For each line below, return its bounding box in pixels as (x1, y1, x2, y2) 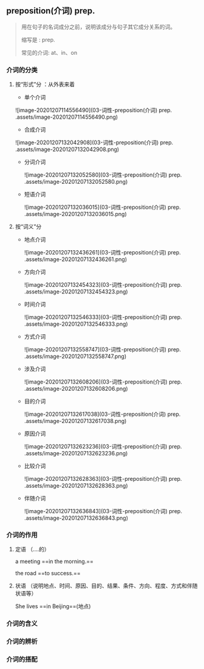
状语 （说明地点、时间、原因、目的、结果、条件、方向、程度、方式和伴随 (15, 582, 198, 589)
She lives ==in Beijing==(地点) (15, 603, 91, 610)
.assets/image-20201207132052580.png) (24, 178, 128, 186)
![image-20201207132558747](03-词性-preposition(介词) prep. (24, 346, 181, 353)
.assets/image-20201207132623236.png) (24, 450, 128, 457)
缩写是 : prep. (21, 36, 56, 43)
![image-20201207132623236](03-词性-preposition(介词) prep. (24, 443, 182, 450)
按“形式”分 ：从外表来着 (15, 81, 75, 88)
